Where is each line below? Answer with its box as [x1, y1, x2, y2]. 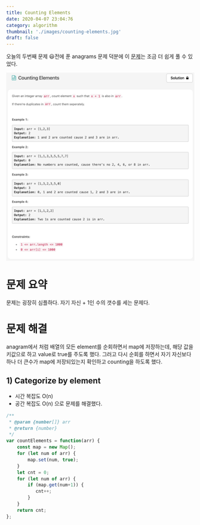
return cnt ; [17, 507, 47, 513]
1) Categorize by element [6, 376, 101, 386]
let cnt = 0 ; [17, 469, 50, 475]
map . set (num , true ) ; [27, 457, 79, 463]
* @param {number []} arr [8, 419, 70, 425]
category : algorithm [6, 22, 58, 28]
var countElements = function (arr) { [6, 438, 100, 444]
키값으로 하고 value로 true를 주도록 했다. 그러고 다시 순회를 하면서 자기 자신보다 [6, 351, 192, 358]
